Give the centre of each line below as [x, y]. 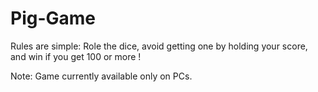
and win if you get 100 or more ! [76, 56]
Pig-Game [53, 18]
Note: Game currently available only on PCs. [101, 76]
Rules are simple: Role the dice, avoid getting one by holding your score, [159, 46]
